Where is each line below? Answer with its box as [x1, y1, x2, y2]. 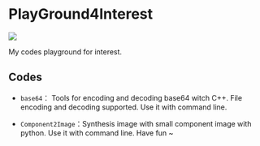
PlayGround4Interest [8, 5, 154, 24]
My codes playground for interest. [8, 46, 123, 57]
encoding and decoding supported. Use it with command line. [19, 102, 227, 112]
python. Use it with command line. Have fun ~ [19, 127, 174, 138]
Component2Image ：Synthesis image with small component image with [19, 118, 252, 128]
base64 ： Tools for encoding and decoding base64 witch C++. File [19, 92, 242, 102]
